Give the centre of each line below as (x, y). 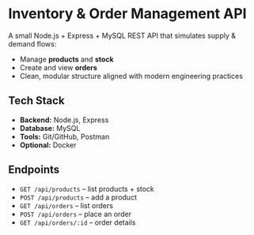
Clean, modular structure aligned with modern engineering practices (131, 76)
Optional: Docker (48, 145)
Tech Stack (36, 101)
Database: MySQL (50, 128)
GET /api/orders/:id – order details (78, 222)
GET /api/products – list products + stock (87, 188)
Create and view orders (58, 67)
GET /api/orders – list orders (66, 205)
